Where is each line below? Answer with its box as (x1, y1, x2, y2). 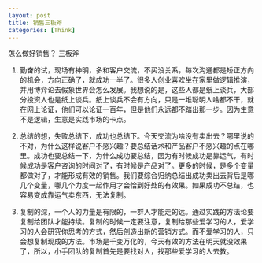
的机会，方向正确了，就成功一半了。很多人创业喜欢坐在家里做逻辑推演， (19, 76, 254, 85)
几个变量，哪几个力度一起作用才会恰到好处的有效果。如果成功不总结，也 (19, 180, 254, 190)
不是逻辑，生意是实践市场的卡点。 (19, 115, 131, 124)
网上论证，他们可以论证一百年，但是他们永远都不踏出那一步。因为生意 (26, 105, 254, 114)
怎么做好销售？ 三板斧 (8, 49, 79, 58)
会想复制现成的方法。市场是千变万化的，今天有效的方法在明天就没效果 (19, 237, 248, 246)
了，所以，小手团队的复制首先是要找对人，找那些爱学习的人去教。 (19, 246, 234, 256)
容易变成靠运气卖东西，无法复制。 (19, 191, 131, 200)
